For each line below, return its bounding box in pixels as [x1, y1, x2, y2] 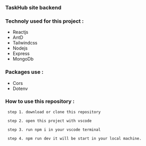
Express [12, 51, 30, 57]
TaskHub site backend [5, 4, 62, 11]
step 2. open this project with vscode [7, 118, 92, 123]
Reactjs [12, 29, 29, 35]
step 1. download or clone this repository [7, 109, 101, 115]
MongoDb [12, 56, 34, 62]
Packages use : [5, 69, 44, 76]
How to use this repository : [5, 98, 75, 105]
